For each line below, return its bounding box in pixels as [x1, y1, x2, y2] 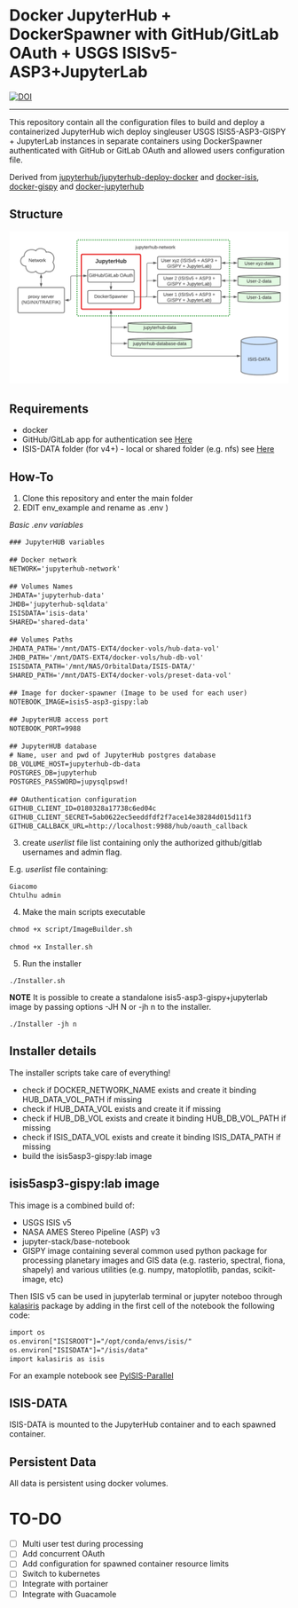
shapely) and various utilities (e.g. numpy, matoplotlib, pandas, [21, 1264, 251, 1274]
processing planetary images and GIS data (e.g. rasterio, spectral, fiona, [21, 1255, 286, 1265]
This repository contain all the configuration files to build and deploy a [9, 116, 265, 127]
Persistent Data [9, 1454, 97, 1470]
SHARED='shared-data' [9, 618, 90, 627]
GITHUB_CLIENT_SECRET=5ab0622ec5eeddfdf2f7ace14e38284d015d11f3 [9, 813, 252, 822]
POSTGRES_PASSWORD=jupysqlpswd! [9, 777, 129, 786]
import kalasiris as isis [9, 1354, 105, 1363]
